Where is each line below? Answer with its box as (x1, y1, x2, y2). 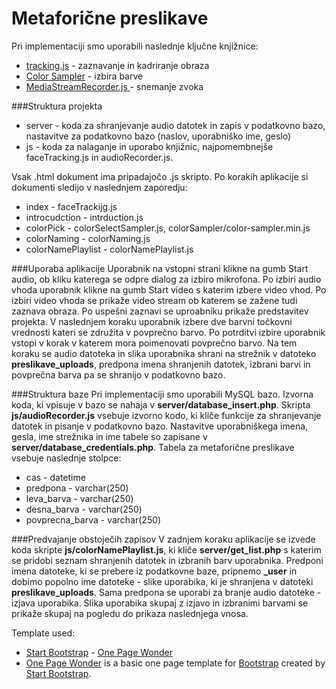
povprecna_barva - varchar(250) (25, 513, 162, 526)
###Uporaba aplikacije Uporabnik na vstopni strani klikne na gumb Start (11, 262, 309, 274)
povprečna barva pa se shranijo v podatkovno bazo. (11, 368, 226, 381)
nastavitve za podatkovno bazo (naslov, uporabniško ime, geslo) (25, 130, 292, 142)
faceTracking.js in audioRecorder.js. (25, 151, 174, 163)
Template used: (11, 627, 76, 639)
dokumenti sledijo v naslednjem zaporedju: (11, 181, 188, 193)
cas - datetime (25, 471, 86, 483)
